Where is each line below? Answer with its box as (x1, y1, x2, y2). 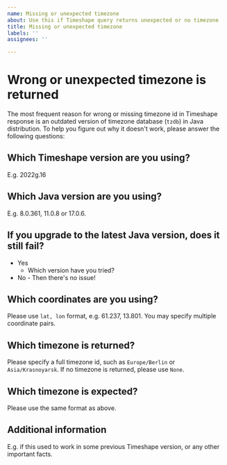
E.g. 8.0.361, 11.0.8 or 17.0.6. (7, 209, 87, 218)
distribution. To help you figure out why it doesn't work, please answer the (7, 124, 220, 133)
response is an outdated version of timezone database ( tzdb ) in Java (7, 117, 203, 126)
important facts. (7, 450, 53, 458)
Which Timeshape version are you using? (7, 152, 191, 164)
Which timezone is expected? (7, 385, 138, 397)
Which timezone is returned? (7, 339, 135, 351)
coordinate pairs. (7, 319, 56, 327)
